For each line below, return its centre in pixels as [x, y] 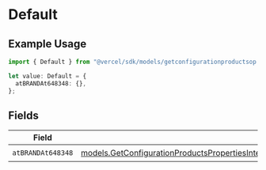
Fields [24, 115]
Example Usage [47, 44]
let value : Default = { [47, 76]
